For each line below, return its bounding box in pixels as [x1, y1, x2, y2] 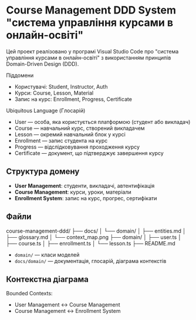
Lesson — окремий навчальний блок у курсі [14, 130, 126, 138]
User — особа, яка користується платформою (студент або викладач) [14, 118, 191, 125]
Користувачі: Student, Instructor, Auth [14, 83, 108, 90]
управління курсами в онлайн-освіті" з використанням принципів [6, 54, 171, 61]
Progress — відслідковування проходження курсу [14, 143, 140, 150]
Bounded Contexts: [6, 290, 53, 297]
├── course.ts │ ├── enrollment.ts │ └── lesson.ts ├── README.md [6, 240, 176, 247]
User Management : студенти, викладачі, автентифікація [14, 182, 155, 189]
